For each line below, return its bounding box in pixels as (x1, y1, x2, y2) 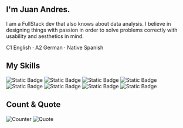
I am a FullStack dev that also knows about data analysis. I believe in (6, 20, 171, 27)
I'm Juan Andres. (6, 5, 70, 15)
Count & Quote (6, 99, 61, 110)
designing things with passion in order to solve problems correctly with (6, 26, 178, 33)
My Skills (6, 61, 40, 71)
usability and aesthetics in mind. (6, 32, 84, 40)
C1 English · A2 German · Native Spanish (6, 44, 104, 51)
